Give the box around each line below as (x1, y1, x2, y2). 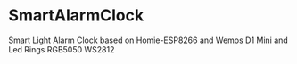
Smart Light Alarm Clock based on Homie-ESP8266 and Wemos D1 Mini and (8, 35, 289, 45)
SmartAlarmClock (8, 5, 144, 26)
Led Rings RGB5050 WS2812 (8, 44, 115, 54)
